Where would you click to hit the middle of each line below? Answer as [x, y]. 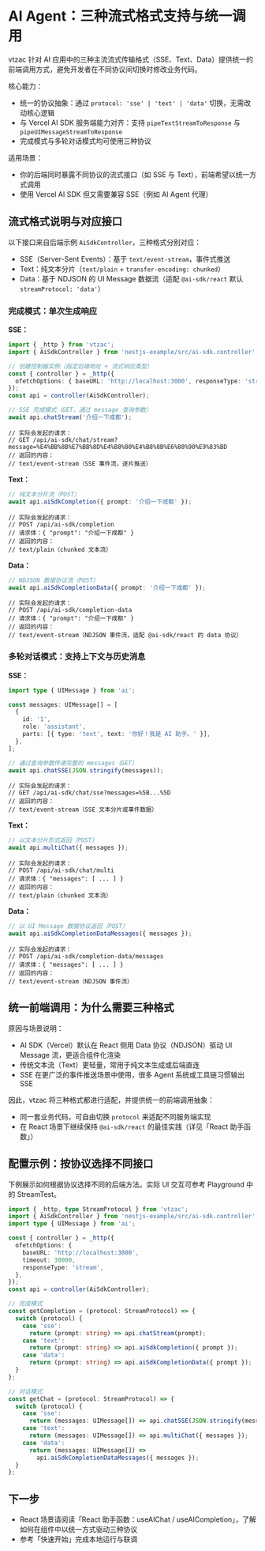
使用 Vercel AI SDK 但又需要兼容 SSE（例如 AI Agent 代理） [116, 194]
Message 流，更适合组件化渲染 [70, 1055]
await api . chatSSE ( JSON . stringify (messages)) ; [86, 770]
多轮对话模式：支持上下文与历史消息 [77, 657]
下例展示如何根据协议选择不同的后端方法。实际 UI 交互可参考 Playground [126, 1184]
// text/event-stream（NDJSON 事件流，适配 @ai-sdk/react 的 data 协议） [125, 636]
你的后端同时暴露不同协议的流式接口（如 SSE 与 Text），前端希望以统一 [134, 174]
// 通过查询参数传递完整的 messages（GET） [73, 763]
